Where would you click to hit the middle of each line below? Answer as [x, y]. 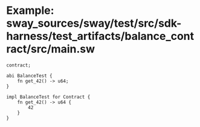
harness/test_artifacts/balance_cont [100, 36]
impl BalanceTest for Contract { [48, 97]
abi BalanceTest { [29, 76]
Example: [30, 11]
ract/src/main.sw [51, 49]
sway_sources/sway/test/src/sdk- [94, 23]
